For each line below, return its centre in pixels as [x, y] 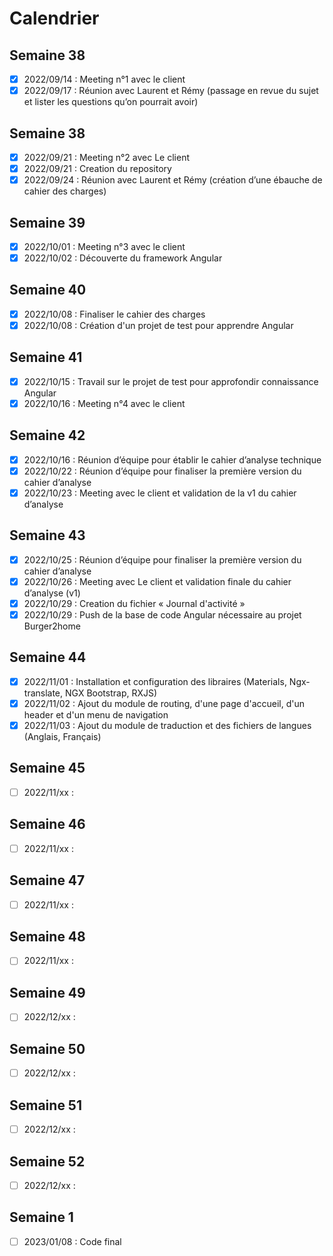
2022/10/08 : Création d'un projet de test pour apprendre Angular [158, 325]
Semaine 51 [45, 1105]
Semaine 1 [41, 1217]
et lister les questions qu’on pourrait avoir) [111, 102]
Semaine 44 [48, 657]
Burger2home [52, 626]
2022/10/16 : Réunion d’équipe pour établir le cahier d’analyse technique [172, 459]
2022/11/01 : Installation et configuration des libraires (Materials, [155, 681]
